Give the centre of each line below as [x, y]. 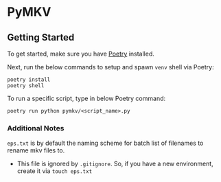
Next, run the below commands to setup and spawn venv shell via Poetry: [110, 67]
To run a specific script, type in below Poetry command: [86, 98]
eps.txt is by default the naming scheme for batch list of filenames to [105, 143]
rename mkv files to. [36, 150]
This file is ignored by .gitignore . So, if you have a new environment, [115, 164]
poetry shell [26, 86]
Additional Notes [36, 128]
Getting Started [41, 37]
